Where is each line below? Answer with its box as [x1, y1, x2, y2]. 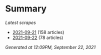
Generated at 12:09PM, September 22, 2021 [5, 44, 96, 50]
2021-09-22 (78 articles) [12, 34, 63, 40]
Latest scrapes [5, 19, 36, 25]
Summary [5, 3, 46, 14]
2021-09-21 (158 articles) [12, 29, 64, 35]
